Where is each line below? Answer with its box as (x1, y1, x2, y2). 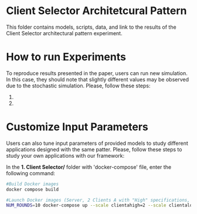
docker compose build (6, 186, 59, 192)
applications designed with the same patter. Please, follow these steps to (6, 145, 182, 153)
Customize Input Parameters (6, 120, 148, 134)
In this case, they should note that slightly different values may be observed (6, 76, 189, 83)
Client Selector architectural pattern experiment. (6, 29, 123, 36)
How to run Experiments (6, 50, 126, 64)
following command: (6, 169, 56, 176)
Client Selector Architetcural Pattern (6, 4, 187, 18)
